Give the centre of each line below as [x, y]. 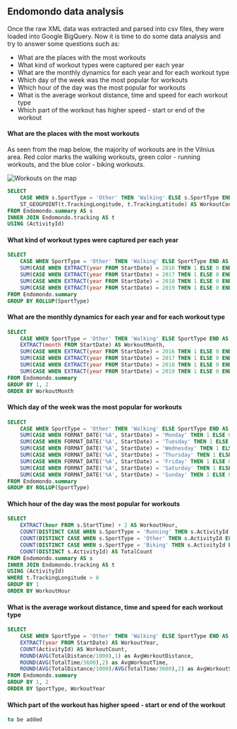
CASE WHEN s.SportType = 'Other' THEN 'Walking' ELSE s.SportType [120, 197]
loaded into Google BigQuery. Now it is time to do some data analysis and [114, 36]
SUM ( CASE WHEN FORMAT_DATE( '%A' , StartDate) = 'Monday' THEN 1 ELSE [123, 435]
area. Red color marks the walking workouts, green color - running [104, 157]
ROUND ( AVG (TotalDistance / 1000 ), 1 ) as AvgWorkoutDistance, [107, 656]
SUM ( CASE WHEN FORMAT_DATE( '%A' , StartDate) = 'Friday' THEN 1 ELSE [123, 461]
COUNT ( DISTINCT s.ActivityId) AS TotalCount [86, 552]
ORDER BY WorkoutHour [39, 591]
